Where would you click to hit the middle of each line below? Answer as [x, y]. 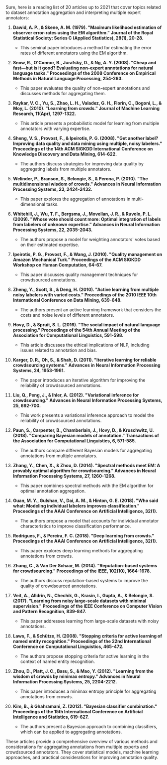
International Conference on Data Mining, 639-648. [67, 300]
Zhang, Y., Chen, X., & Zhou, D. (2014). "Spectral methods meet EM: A [86, 465]
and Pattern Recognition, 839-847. [49, 611]
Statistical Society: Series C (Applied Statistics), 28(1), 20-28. [78, 38]
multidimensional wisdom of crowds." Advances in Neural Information [87, 184]
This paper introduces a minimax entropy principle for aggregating [88, 691]
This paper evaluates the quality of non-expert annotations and [85, 88]
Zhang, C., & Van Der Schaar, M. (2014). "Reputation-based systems [85, 566]
